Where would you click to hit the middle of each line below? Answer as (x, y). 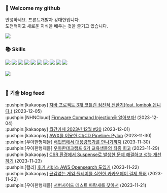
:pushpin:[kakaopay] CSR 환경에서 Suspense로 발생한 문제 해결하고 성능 (79, 155)
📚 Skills (15, 49)
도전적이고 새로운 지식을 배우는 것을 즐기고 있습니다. (57, 26)
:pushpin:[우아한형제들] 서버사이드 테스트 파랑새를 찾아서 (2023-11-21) (76, 185)
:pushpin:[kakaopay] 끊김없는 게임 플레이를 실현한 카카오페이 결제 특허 (76, 173)
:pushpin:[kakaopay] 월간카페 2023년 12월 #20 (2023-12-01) (68, 129)
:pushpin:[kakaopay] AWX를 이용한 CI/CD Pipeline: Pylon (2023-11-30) (79, 135)
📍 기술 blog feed (25, 93)
